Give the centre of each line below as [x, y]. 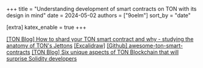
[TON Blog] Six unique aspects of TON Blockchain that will [105, 52]
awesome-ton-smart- [156, 46]
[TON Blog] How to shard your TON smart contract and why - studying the [100, 39]
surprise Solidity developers [42, 59]
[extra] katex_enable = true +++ [46, 27]
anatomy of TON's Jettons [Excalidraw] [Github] [67, 46]
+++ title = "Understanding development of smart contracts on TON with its [102, 9]
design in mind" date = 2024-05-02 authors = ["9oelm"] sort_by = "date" [99, 15]
